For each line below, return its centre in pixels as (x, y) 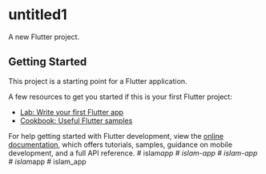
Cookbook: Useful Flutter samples (76, 121)
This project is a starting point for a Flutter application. (98, 81)
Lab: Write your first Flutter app (72, 112)
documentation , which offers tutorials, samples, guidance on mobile (120, 144)
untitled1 (38, 15)
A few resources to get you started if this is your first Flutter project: (120, 97)
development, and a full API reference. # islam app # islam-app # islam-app (133, 152)
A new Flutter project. (44, 37)
